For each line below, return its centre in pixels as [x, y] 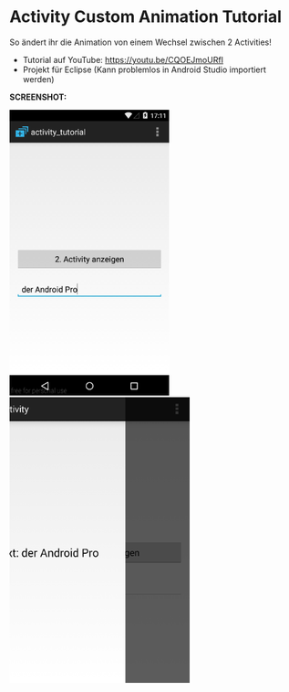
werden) [38, 79]
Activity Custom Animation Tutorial [146, 17]
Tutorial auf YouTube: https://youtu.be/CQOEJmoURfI [123, 59]
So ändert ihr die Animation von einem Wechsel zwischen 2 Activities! [140, 42]
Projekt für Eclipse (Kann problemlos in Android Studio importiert [144, 69]
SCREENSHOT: [38, 97]
